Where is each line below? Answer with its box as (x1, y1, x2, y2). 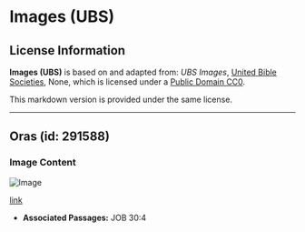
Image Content (9, 156, 77, 169)
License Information (9, 43, 125, 58)
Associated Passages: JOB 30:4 (22, 212, 147, 223)
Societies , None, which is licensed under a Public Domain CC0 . (9, 76, 246, 87)
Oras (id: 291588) (9, 129, 111, 145)
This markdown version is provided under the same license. (9, 94, 233, 105)
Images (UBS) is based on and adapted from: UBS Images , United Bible (9, 66, 277, 77)
